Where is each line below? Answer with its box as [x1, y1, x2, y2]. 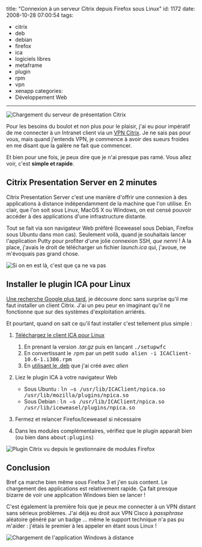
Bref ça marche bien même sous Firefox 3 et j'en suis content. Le [6, 479, 168, 486]
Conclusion [6, 463, 50, 473]
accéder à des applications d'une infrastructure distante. [6, 212, 147, 220]
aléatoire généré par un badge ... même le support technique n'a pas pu [6, 516, 185, 523]
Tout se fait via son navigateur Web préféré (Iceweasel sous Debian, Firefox [6, 224, 194, 232]
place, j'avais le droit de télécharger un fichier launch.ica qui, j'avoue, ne [6, 244, 186, 251]
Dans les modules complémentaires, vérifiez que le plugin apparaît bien [14, 427, 192, 434]
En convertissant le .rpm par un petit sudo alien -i [23, 349, 158, 356]
